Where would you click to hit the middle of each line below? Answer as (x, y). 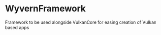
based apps (17, 27)
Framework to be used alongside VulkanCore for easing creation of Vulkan (81, 22)
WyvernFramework (46, 9)
